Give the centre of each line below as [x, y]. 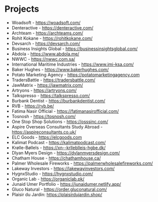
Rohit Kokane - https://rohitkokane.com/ [52, 38]
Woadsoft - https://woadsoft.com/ [46, 23]
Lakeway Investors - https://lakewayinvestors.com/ [63, 168]
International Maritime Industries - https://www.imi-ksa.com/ [73, 64]
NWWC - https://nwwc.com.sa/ [43, 59]
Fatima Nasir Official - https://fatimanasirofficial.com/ [65, 111]
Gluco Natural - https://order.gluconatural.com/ [59, 189]
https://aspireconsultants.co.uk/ [44, 132]
